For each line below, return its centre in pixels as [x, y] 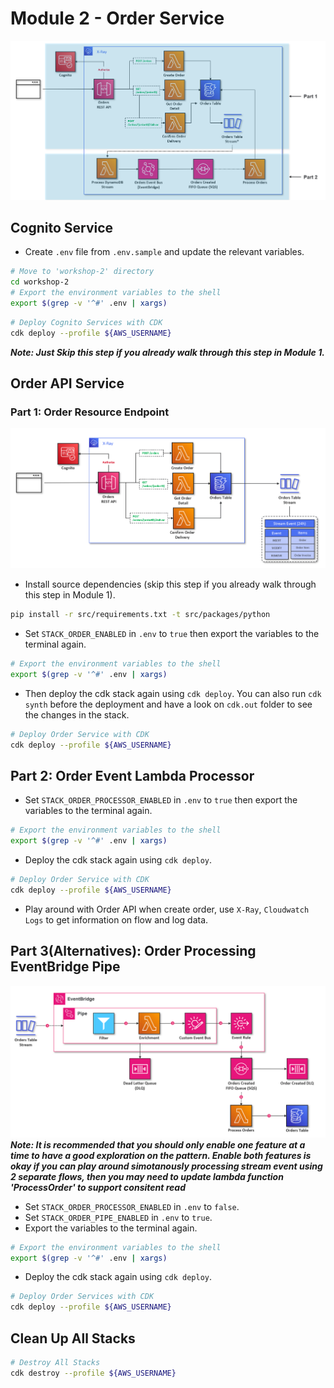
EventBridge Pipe [65, 967]
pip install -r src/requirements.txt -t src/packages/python [140, 615]
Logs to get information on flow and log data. [116, 919]
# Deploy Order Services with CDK [82, 1297]
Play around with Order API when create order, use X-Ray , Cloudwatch [167, 909]
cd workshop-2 [40, 282]
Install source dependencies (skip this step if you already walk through [170, 584]
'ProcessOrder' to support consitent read [98, 1187]
